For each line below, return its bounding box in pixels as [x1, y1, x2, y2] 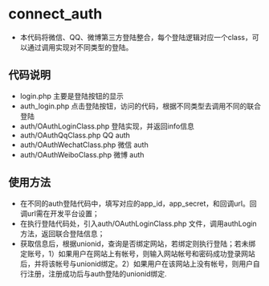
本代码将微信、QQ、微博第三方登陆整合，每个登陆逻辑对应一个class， [19, 32, 253, 42]
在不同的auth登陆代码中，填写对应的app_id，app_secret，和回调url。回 [19, 198, 257, 208]
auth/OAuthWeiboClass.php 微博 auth [19, 149, 145, 159]
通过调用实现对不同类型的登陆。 [26, 42, 133, 52]
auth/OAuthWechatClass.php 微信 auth [19, 140, 149, 149]
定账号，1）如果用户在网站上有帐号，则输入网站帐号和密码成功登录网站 [19, 248, 255, 258]
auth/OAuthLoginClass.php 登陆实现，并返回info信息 [19, 121, 194, 131]
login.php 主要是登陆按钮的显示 [19, 91, 124, 100]
